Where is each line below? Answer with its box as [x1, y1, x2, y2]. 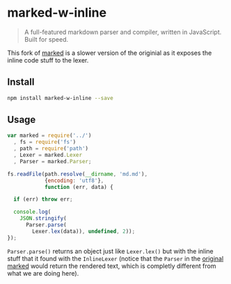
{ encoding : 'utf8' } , [44, 177, 104, 184]
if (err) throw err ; [13, 196, 73, 203]
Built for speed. [24, 35, 69, 43]
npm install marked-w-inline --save [7, 94, 113, 101]
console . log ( [13, 208, 51, 216]
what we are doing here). [7, 269, 79, 277]
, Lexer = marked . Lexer [13, 151, 82, 159]
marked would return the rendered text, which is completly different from [7, 262, 216, 270]
